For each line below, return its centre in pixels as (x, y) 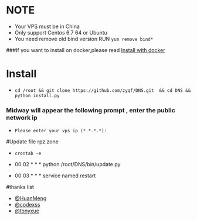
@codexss (27, 205)
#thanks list (20, 187)
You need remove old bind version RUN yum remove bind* (84, 39)
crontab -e (28, 154)
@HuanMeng (30, 198)
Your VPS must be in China (47, 26)
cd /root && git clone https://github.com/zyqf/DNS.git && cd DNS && (103, 90)
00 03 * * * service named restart (55, 176)
